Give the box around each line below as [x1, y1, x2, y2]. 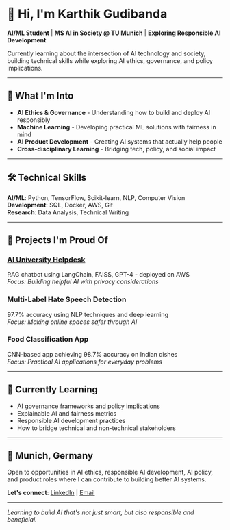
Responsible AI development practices [16, 416, 126, 425]
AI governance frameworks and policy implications [16, 402, 161, 410]
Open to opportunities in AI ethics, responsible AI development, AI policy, [7, 468, 214, 477]
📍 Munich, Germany [7, 450, 94, 462]
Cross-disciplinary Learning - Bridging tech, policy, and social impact [16, 144, 216, 153]
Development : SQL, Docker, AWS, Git [7, 201, 113, 209]
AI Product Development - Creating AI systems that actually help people [16, 137, 222, 146]
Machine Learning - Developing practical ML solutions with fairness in [16, 123, 217, 131]
